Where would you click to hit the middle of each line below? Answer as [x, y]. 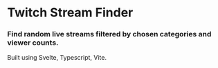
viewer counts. [33, 43]
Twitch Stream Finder [70, 13]
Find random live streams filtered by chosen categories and [109, 34]
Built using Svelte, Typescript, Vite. [57, 58]
